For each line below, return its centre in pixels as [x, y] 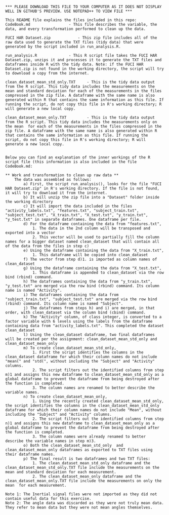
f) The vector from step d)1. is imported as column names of [90, 259]
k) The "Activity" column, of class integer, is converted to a [93, 317]
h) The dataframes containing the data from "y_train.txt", [88, 282]
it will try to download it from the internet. [56, 193]
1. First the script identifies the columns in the [88, 352]
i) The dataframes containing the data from [71, 295]
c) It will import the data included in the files [78, 206]
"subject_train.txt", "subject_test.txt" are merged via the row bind [81, 299]
